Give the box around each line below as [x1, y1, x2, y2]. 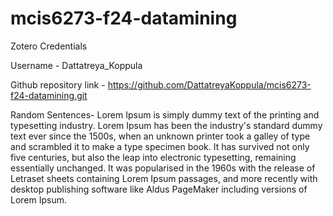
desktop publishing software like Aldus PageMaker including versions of [10, 183, 308, 195]
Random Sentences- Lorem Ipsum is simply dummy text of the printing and [10, 108, 320, 121]
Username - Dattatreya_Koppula [10, 59, 143, 71]
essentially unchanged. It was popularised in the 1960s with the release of [10, 162, 316, 174]
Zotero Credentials [10, 40, 88, 52]
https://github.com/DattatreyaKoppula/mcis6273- [107, 78, 312, 91]
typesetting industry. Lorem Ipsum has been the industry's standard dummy [10, 119, 323, 131]
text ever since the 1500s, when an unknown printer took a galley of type [10, 130, 311, 142]
